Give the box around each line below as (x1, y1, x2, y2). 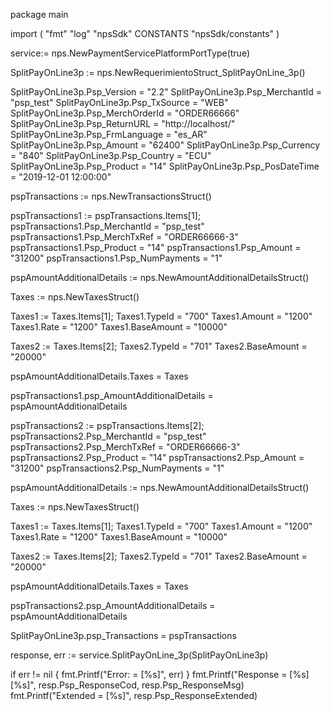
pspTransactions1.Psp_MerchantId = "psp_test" (10, 220, 205, 232)
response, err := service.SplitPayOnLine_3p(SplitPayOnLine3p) (10, 649, 269, 661)
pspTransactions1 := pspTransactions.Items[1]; (10, 210, 201, 221)
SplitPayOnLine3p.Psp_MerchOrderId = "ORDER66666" (10, 107, 240, 119)
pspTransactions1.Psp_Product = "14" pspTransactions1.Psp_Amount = (10, 242, 302, 253)
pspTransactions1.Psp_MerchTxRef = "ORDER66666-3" (10, 231, 239, 243)
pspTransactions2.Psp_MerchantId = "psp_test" (10, 430, 207, 442)
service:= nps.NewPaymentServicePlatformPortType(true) (10, 47, 250, 59)
